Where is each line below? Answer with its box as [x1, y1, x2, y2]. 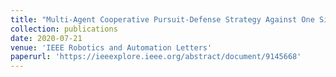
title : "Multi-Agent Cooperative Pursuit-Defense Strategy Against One [10, 14, 315, 25]
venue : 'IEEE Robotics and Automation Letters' [10, 42, 213, 53]
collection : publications [10, 24, 118, 34]
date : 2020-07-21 [10, 33, 83, 43]
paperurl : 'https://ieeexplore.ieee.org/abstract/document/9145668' [10, 52, 302, 62]
